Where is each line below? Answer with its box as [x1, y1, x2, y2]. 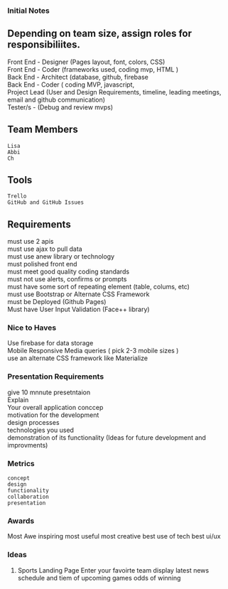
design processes [7, 418, 60, 426]
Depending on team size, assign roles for [7, 28, 192, 40]
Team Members [7, 124, 78, 136]
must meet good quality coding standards [7, 267, 130, 276]
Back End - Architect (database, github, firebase [7, 72, 149, 81]
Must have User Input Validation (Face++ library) [7, 305, 151, 314]
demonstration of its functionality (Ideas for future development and [7, 433, 206, 442]
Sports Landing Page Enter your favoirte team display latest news [17, 566, 210, 574]
